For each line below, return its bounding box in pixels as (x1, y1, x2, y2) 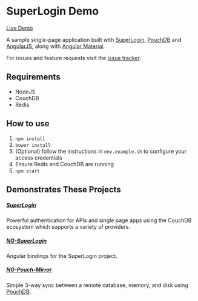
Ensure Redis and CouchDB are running (15, 160, 114, 167)
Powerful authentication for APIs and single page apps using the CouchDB (6, 217, 192, 224)
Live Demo (6, 24, 33, 32)
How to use (6, 118, 50, 129)
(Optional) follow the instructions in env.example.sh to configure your (15, 147, 187, 155)
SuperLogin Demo (6, 4, 99, 18)
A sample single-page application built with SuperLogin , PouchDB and (6, 36, 182, 43)
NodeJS (15, 88, 36, 95)
